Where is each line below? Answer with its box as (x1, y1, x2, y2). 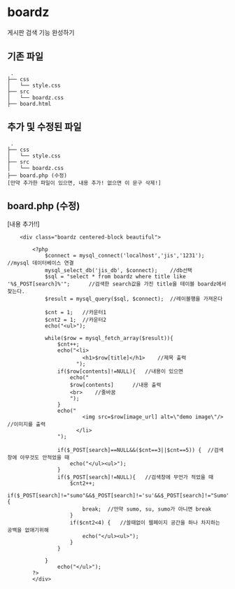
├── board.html (7, 100, 52, 107)
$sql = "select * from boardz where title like (44, 274, 187, 281)
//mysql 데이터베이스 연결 (7, 260, 74, 267)
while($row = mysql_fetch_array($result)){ (44, 335, 173, 342)
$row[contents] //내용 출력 (69, 382, 162, 389)
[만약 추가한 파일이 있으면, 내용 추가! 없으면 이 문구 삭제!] (7, 179, 162, 186)
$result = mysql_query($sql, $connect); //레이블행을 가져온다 (44, 295, 223, 303)
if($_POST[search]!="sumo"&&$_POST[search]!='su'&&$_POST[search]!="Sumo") (7, 492, 233, 499)
